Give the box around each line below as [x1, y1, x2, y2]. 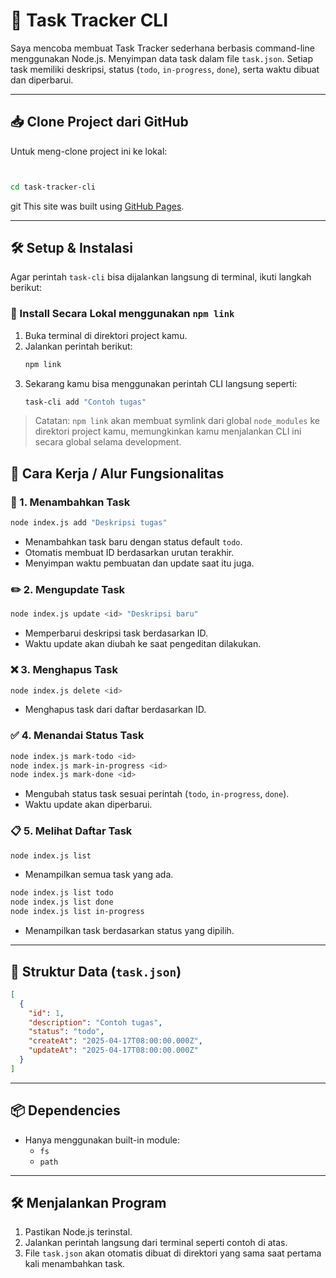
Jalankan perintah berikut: [24, 340, 133, 352]
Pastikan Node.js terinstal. [24, 1226, 133, 1238]
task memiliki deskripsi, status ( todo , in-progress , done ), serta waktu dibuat [10, 63, 320, 75]
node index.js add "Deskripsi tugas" [10, 518, 168, 528]
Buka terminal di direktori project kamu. [24, 329, 188, 341]
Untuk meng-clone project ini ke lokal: [10, 145, 168, 157]
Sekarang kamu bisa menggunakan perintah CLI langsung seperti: [24, 377, 298, 389]
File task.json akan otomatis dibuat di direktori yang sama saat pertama [24, 1247, 322, 1259]
